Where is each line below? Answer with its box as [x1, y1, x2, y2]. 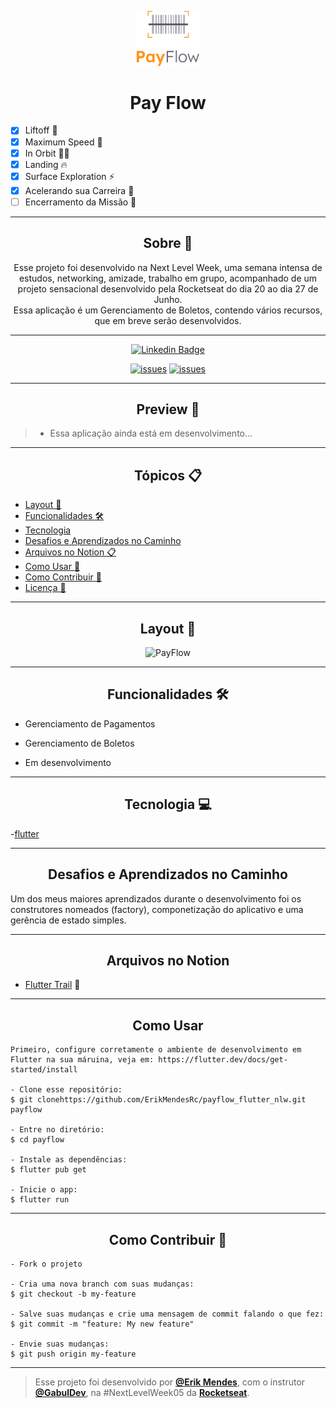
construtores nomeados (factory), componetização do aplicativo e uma [10, 903, 304, 915]
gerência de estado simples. [10, 914, 127, 926]
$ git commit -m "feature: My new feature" [10, 1319, 195, 1329]
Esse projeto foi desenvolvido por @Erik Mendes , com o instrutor [34, 1376, 306, 1388]
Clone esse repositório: [19, 1085, 123, 1095]
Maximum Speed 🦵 [24, 136, 103, 148]
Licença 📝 [24, 582, 67, 594]
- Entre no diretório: [10, 1125, 105, 1135]
